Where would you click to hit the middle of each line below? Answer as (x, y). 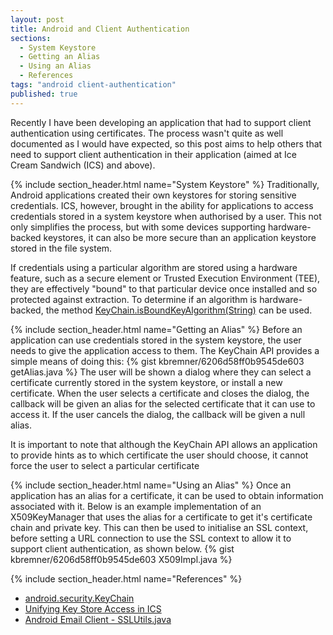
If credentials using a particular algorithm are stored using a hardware (154, 267)
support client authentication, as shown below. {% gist (122, 548)
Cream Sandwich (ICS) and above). (83, 165)
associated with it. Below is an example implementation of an (136, 506)
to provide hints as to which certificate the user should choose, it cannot (159, 455)
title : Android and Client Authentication (100, 29)
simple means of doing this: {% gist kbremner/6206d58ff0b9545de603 (157, 361)
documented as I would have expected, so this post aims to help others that (166, 143)
